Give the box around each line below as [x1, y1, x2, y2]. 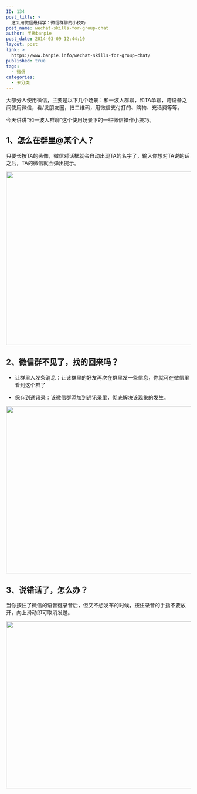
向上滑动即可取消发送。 [16, 609, 73, 616]
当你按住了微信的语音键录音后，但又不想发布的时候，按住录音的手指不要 [6, 602, 181, 609]
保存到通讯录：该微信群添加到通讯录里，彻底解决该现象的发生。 [14, 394, 169, 401]
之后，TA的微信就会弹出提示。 [6, 160, 80, 167]
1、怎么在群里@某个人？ [6, 135, 95, 145]
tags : [6, 63, 19, 69]
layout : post [6, 42, 38, 48]
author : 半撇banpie [6, 31, 52, 36]
